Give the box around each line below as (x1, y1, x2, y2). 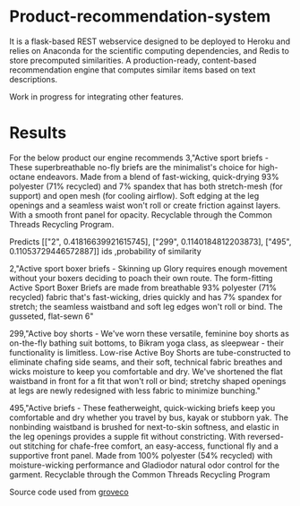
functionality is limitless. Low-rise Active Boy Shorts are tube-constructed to (9, 347, 291, 357)
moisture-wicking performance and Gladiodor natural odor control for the (9, 459, 280, 470)
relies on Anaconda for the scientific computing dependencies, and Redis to (9, 45, 289, 56)
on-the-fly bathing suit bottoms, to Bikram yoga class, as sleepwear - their (9, 338, 285, 348)
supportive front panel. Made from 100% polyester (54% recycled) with (9, 450, 273, 460)
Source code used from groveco (9, 486, 129, 497)
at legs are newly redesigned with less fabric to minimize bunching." (9, 385, 261, 396)
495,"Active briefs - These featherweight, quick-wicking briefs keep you (9, 402, 276, 413)
